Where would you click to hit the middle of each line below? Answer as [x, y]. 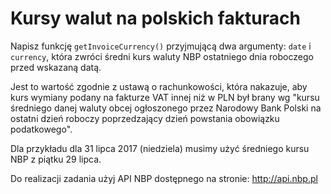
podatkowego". [41, 129]
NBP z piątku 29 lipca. [56, 159]
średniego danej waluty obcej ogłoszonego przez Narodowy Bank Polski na [166, 108]
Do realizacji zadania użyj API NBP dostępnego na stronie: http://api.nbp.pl [164, 178]
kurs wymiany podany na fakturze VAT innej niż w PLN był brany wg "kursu [165, 97]
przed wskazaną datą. [56, 67]
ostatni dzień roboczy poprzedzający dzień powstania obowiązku [145, 118]
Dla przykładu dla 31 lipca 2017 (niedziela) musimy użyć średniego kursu [160, 148]
